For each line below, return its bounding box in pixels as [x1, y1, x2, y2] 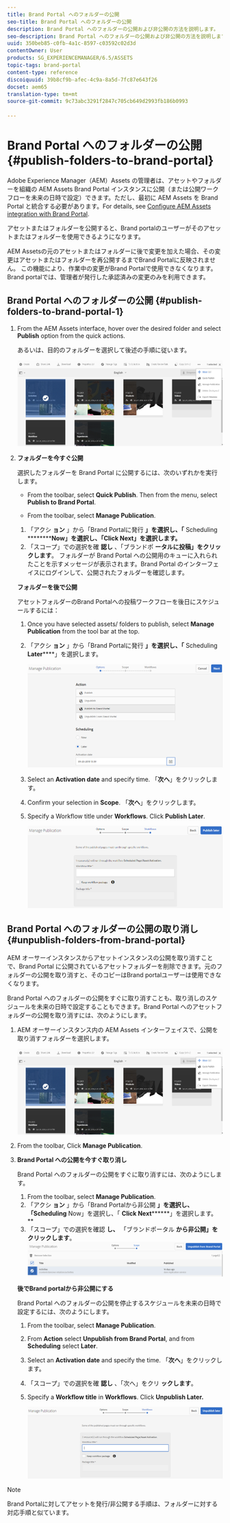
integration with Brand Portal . [7, 209, 90, 218]
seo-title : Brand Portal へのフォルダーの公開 [7, 18, 132, 25]
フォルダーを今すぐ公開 [16, 454, 84, 462]
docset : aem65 [7, 83, 48, 91]
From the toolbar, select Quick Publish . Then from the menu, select [27, 491, 218, 499]
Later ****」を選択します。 [27, 649, 103, 658]
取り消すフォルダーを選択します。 [16, 1034, 113, 1043]
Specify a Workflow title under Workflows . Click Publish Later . [27, 812, 205, 820]
